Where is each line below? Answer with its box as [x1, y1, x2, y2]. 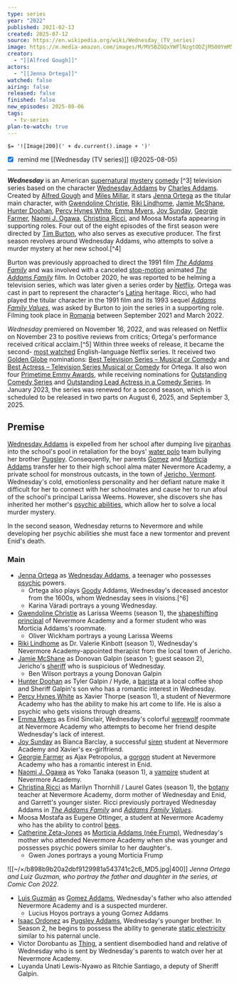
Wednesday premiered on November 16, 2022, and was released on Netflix [7, 325, 228, 333]
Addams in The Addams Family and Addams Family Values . [17, 806, 193, 814]
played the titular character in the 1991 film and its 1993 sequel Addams [7, 296, 217, 304]
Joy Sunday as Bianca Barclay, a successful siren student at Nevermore [17, 737, 229, 746]
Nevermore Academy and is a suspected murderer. [17, 901, 168, 910]
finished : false [7, 97, 55, 104]
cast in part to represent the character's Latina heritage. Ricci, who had [7, 288, 216, 296]
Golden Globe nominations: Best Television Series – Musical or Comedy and [7, 355, 230, 363]
